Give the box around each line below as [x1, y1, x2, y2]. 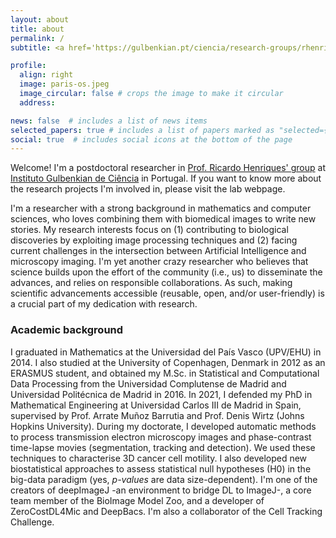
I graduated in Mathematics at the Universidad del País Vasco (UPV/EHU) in [10, 346, 322, 358]
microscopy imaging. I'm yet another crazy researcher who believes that [10, 256, 309, 268]
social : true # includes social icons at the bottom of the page [10, 134, 293, 145]
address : [19, 97, 56, 108]
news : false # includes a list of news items [10, 116, 208, 126]
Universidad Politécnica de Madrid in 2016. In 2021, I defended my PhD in [10, 388, 313, 400]
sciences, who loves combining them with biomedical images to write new [10, 213, 317, 225]
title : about [10, 24, 65, 34]
